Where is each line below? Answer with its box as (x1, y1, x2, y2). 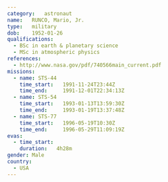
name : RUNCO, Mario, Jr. (7, 17, 85, 24)
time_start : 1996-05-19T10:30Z (19, 119, 116, 127)
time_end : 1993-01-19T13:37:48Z (19, 107, 125, 113)
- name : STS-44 (13, 74, 57, 82)
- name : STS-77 (13, 113, 57, 120)
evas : (7, 132, 23, 139)
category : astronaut (7, 10, 72, 17)
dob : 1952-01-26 (7, 29, 63, 37)
